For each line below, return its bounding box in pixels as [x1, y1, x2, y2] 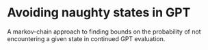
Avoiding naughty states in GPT [7, 5, 191, 21]
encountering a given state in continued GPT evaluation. [7, 34, 166, 42]
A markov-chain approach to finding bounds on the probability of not [7, 27, 201, 36]
